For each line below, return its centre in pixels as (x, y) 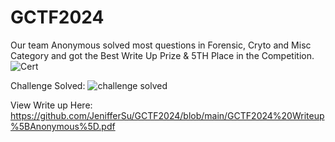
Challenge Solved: (48, 85)
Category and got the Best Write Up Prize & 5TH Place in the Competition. (162, 55)
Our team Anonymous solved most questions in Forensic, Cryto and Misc (161, 45)
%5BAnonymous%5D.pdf (63, 126)
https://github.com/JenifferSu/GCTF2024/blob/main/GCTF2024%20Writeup (167, 115)
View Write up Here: (51, 105)
